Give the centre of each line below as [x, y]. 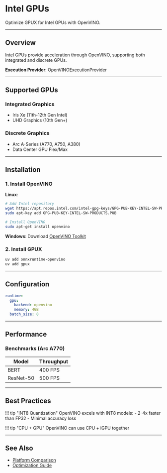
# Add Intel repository [30, 204]
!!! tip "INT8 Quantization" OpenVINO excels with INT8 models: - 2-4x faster [83, 413]
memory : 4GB [26, 310]
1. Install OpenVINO [29, 184]
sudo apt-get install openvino [38, 227]
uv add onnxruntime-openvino [35, 259]
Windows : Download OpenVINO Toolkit [45, 236]
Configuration [27, 284]
